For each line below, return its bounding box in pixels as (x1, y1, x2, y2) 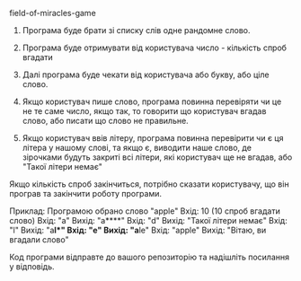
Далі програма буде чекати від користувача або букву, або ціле (22, 69, 270, 80)
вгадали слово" (9, 234, 69, 245)
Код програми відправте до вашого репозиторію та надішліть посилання (9, 251, 290, 262)
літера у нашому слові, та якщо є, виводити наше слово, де (22, 143, 252, 153)
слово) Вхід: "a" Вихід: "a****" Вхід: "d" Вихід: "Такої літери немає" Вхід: (9, 215, 288, 225)
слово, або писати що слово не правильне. (22, 116, 189, 126)
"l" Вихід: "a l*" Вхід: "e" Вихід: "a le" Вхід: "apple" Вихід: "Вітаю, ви (9, 224, 267, 235)
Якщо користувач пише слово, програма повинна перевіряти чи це (22, 96, 282, 107)
